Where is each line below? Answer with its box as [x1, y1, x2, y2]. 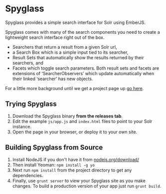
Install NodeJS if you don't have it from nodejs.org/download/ [12, 156, 140, 162]
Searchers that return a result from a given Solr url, [12, 44, 117, 50]
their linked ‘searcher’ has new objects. [12, 76, 93, 82]
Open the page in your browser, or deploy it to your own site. [12, 129, 138, 135]
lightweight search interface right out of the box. [5, 34, 105, 40]
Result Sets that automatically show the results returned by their [12, 54, 145, 60]
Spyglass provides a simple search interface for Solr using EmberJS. [5, 19, 146, 25]
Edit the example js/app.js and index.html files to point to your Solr [12, 118, 153, 124]
